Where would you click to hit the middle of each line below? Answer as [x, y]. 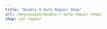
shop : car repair [23, 19]
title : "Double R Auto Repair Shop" [43, 10]
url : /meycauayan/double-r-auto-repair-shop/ [54, 14]
